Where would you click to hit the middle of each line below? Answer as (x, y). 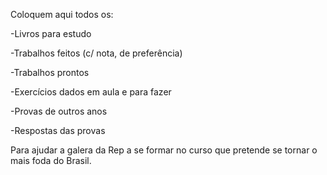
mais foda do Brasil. (51, 160)
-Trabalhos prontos (50, 72)
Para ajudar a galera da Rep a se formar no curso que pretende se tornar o (164, 150)
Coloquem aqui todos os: (62, 14)
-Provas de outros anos (59, 111)
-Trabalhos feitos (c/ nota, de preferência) (96, 53)
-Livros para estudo (51, 33)
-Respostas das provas (58, 130)
